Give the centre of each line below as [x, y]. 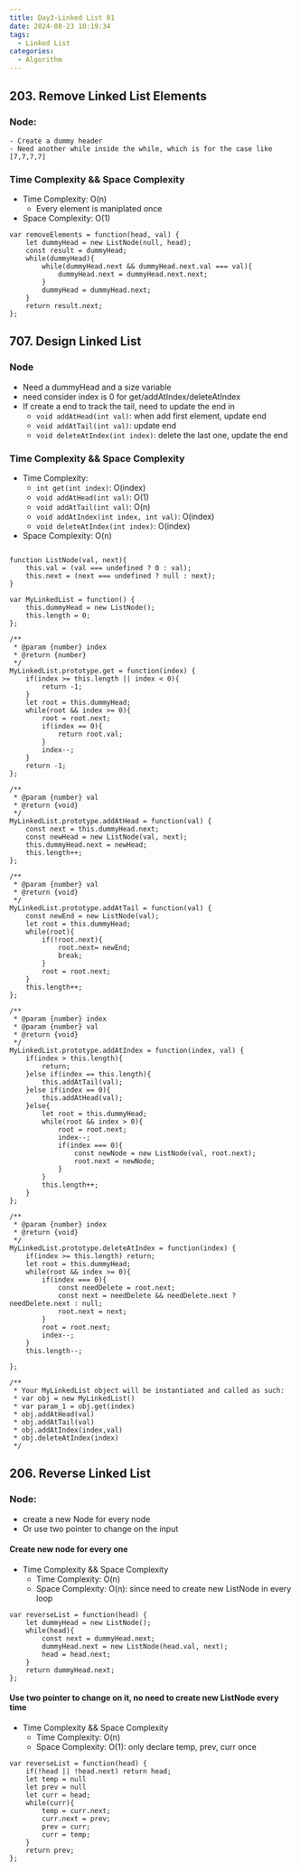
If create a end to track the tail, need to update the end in [128, 406]
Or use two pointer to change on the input [100, 1528]
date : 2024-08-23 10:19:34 [60, 26]
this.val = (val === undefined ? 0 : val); [109, 568]
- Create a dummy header [56, 141]
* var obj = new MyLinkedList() [74, 1398]
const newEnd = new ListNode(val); [93, 916]
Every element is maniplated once [99, 208]
